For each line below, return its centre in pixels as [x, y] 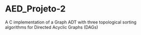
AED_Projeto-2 [35, 9]
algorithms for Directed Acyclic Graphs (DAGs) [52, 27]
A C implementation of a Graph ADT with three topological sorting [71, 22]
